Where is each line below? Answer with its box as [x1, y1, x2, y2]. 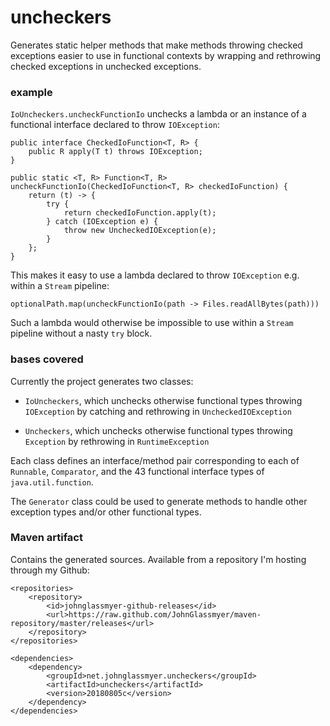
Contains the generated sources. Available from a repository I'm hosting [10, 553, 307, 565]
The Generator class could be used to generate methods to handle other [10, 495, 308, 507]
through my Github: [10, 564, 90, 576]
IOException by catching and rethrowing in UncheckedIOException [24, 405, 292, 417]
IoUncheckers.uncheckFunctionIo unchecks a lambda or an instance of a [10, 108, 307, 120]
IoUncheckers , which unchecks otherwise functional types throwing [24, 394, 303, 406]
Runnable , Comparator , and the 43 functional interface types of [10, 465, 265, 477]
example [10, 85, 53, 99]
